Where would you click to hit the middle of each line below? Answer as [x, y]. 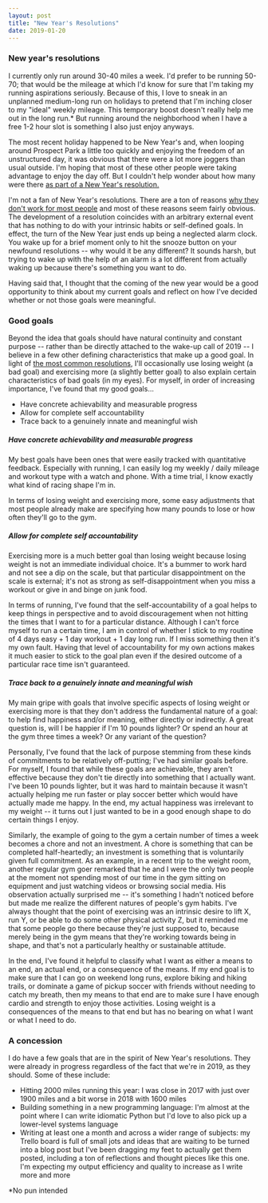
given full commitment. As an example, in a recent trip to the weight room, [130, 860]
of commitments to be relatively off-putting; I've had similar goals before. [128, 760]
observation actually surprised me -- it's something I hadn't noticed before [131, 894]
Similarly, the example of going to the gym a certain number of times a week [134, 835]
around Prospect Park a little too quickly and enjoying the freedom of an [126, 150]
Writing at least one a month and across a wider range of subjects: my [135, 1133]
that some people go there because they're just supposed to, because [124, 928]
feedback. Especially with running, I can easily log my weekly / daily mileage [134, 468]
